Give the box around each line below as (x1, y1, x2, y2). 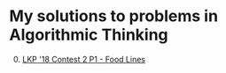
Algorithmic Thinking (9, 25, 168, 45)
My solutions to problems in (9, 6, 219, 26)
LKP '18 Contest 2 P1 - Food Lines (21, 54, 146, 64)
